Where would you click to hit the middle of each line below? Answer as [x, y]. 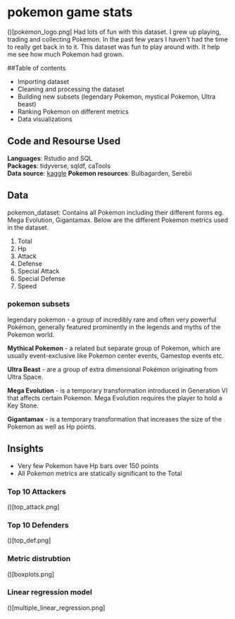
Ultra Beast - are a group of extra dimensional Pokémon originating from [113, 369]
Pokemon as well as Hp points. [52, 427]
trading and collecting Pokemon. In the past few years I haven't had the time [118, 39]
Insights [26, 449]
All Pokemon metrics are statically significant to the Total [100, 473]
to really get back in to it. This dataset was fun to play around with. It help [114, 47]
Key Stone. [23, 405]
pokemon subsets [39, 304]
